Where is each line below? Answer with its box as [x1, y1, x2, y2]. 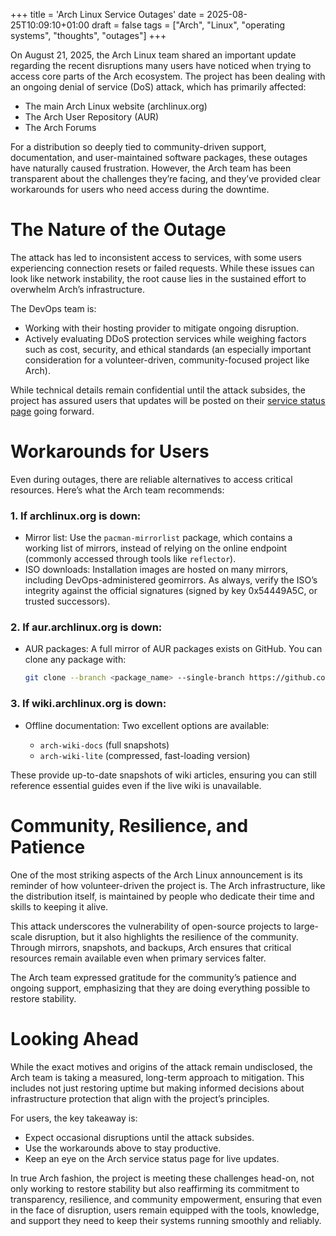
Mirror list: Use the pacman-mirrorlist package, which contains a [24, 532, 293, 544]
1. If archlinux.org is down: [10, 509, 142, 523]
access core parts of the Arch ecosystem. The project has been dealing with [10, 70, 326, 82]
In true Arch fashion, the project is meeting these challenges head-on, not [10, 1172, 315, 1184]
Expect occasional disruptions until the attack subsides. [24, 1131, 255, 1143]
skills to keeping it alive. [10, 900, 109, 913]
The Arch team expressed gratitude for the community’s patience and [10, 971, 297, 983]
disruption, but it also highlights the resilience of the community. [34, 930, 299, 943]
